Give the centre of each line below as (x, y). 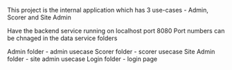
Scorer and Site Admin (39, 17)
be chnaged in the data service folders (62, 38)
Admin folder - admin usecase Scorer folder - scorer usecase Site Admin (111, 52)
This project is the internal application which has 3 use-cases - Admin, (108, 10)
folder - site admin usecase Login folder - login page (82, 59)
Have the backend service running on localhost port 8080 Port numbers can (116, 31)
